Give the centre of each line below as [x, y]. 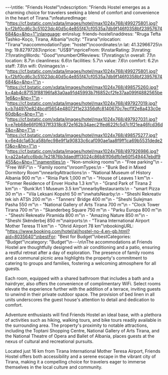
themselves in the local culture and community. [54, 367]
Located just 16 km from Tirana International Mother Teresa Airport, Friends [83, 351]
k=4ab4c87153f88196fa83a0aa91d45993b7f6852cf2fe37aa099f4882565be [84, 93]
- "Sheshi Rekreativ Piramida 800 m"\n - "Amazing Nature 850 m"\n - [77, 215]
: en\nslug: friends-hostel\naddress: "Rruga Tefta [110, 34]
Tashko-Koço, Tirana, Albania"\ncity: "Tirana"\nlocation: [63, 39]
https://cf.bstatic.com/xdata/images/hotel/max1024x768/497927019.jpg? [82, 103]
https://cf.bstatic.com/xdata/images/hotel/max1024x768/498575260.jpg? [83, 87]
